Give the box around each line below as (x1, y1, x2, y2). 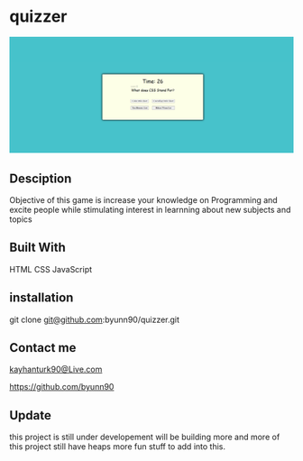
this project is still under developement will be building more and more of (9, 431, 280, 443)
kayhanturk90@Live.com (9, 364, 103, 375)
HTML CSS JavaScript (9, 263, 93, 274)
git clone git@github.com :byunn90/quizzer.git (9, 314, 180, 325)
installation (9, 290, 74, 306)
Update (9, 408, 52, 423)
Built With (9, 240, 66, 255)
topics (9, 214, 33, 225)
